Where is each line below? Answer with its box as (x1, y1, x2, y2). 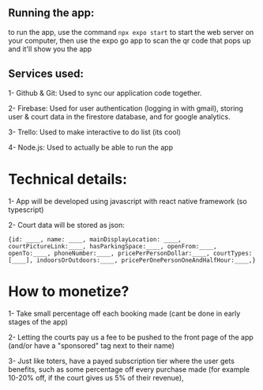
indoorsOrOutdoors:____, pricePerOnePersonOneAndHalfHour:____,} (36, 256, 257, 264)
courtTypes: (212, 249, 253, 257)
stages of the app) (8, 316, 69, 327)
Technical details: (8, 170, 128, 188)
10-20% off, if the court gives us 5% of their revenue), (8, 373, 184, 382)
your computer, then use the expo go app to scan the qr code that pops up (8, 36, 251, 45)
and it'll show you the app (8, 44, 92, 54)
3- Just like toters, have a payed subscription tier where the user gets (8, 356, 235, 365)
